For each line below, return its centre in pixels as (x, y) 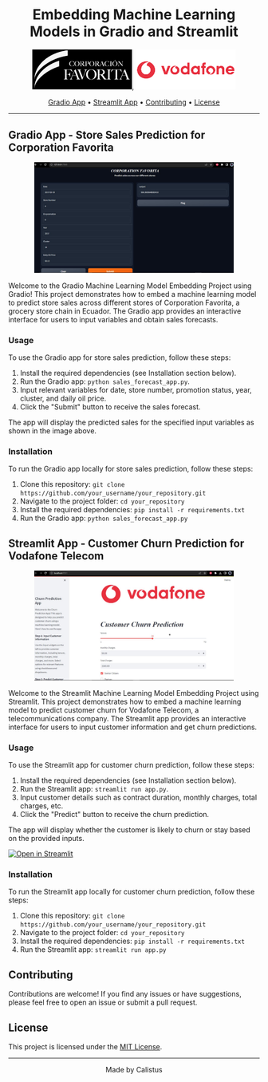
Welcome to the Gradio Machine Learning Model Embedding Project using (130, 286)
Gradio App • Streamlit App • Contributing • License (134, 102)
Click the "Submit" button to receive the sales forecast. (110, 407)
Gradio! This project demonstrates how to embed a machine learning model (132, 294)
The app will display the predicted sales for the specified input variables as (131, 423)
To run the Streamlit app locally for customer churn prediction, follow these (132, 892)
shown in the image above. (53, 431)
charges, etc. (41, 806)
